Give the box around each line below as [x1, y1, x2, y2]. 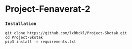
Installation [5, 21, 37, 26]
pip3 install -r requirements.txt [5, 39, 77, 45]
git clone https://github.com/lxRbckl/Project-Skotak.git [5, 31, 127, 36]
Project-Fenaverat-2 [5, 3, 90, 15]
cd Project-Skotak [5, 35, 43, 40]
